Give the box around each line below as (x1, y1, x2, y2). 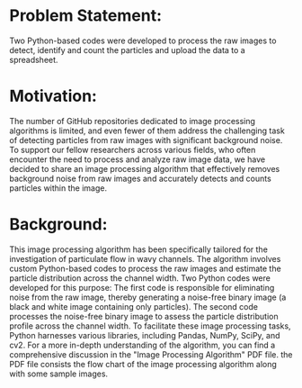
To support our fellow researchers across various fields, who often (9, 144, 256, 155)
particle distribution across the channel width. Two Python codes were (9, 272, 271, 284)
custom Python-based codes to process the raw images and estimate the (9, 263, 281, 274)
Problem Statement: (9, 5, 163, 26)
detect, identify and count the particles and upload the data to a (9, 44, 245, 55)
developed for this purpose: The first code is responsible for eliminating (9, 282, 275, 293)
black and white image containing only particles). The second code (9, 301, 259, 311)
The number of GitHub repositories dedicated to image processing (9, 115, 256, 126)
